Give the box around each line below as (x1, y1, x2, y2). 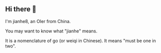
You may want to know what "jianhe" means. (5, 28, 98, 34)
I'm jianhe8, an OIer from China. (5, 18, 71, 24)
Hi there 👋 (5, 5, 37, 13)
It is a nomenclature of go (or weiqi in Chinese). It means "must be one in (5, 37, 156, 43)
